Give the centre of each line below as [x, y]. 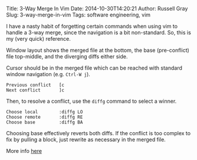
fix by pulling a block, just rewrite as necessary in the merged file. [86, 139]
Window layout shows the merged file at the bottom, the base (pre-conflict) [98, 50]
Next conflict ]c [35, 90]
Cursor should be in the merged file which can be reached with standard [94, 68]
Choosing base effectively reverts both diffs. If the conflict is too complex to [98, 133]
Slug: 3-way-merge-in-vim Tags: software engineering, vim [78, 15]
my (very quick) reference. [38, 39]
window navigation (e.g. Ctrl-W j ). [48, 74]
